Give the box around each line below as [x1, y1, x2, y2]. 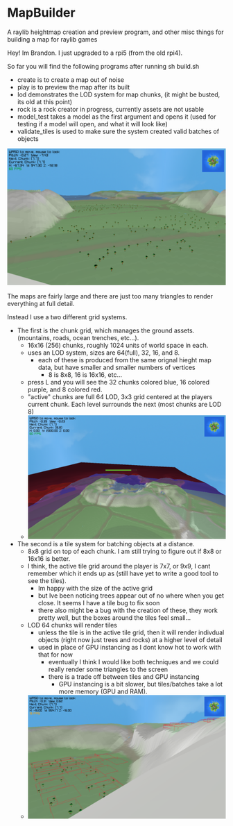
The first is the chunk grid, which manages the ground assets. [17, 326, 195, 335]
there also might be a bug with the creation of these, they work [37, 606, 218, 615]
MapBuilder [7, 5, 76, 21]
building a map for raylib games [7, 35, 98, 43]
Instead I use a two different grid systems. [7, 312, 128, 321]
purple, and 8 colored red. [27, 385, 103, 394]
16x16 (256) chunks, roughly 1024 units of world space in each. [27, 341, 209, 349]
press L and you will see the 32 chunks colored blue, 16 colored [27, 378, 210, 386]
